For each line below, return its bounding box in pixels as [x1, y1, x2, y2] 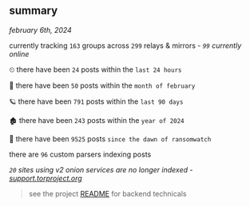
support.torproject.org [9, 173, 82, 183]
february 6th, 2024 [9, 25, 73, 34]
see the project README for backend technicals [28, 188, 187, 198]
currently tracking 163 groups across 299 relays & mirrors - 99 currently [9, 41, 242, 50]
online [9, 49, 30, 58]
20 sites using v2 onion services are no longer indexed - [9, 164, 193, 174]
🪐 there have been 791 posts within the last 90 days [9, 97, 184, 106]
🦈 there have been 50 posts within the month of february [9, 81, 196, 90]
